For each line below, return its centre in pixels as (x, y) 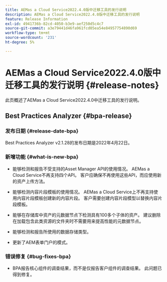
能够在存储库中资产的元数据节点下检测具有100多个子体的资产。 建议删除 (86, 215)
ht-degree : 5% (20, 42)
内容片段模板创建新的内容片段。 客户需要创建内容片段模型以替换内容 (87, 198)
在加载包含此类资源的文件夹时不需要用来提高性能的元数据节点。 (78, 221)
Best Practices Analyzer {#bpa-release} (69, 116)
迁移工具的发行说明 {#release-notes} (82, 85)
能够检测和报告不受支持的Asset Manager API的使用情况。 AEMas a (81, 169)
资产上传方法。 (32, 181)
